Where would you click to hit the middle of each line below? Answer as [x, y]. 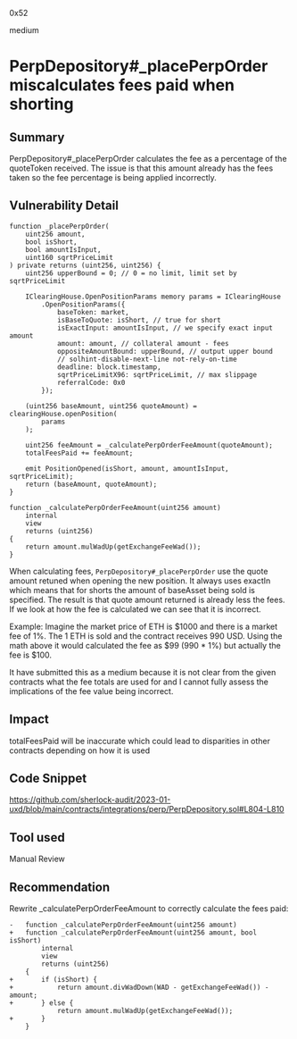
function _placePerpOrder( [59, 226]
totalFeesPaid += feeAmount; [79, 453]
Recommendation [59, 887]
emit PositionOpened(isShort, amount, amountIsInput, [127, 468]
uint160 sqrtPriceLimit [70, 257]
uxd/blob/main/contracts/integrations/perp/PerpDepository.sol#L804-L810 [147, 809]
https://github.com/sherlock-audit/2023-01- [90, 800]
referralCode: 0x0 [91, 382]
